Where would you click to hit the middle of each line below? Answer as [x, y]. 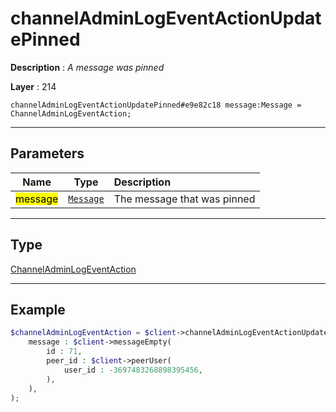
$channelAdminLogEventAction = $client [93, 333]
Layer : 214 [33, 86]
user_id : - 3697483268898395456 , [133, 370]
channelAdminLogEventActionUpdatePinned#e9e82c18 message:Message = [156, 105]
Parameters [47, 153]
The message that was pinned [184, 199]
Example [38, 309]
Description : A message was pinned [87, 67]
